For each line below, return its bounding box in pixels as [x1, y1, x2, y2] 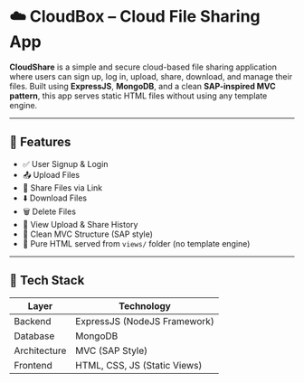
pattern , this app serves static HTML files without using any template [9, 90, 268, 101]
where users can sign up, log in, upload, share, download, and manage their [9, 70, 292, 81]
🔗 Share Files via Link [22, 182, 103, 193]
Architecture [14, 344, 67, 357]
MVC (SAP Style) [75, 344, 147, 357]
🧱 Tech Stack [9, 273, 85, 288]
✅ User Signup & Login [22, 158, 109, 169]
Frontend [14, 359, 52, 371]
